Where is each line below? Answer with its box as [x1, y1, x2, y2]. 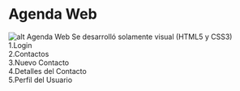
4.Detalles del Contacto [8, 66, 87, 76]
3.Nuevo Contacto [8, 58, 70, 67]
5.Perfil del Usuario [8, 75, 73, 84]
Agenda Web [8, 5, 97, 24]
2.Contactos [8, 49, 49, 58]
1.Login [8, 40, 32, 50]
